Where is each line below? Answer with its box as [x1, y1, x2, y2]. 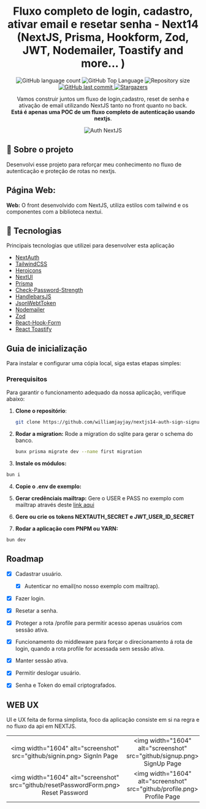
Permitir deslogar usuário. [15, 669, 81, 676]
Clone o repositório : [15, 407, 67, 415]
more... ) [80, 56, 126, 71]
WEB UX [6, 700, 39, 710]
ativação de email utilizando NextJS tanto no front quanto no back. [18, 101, 188, 109]
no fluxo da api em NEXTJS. [6, 722, 77, 730]
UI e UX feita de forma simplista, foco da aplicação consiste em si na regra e [6, 716, 200, 724]
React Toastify [15, 325, 52, 333]
